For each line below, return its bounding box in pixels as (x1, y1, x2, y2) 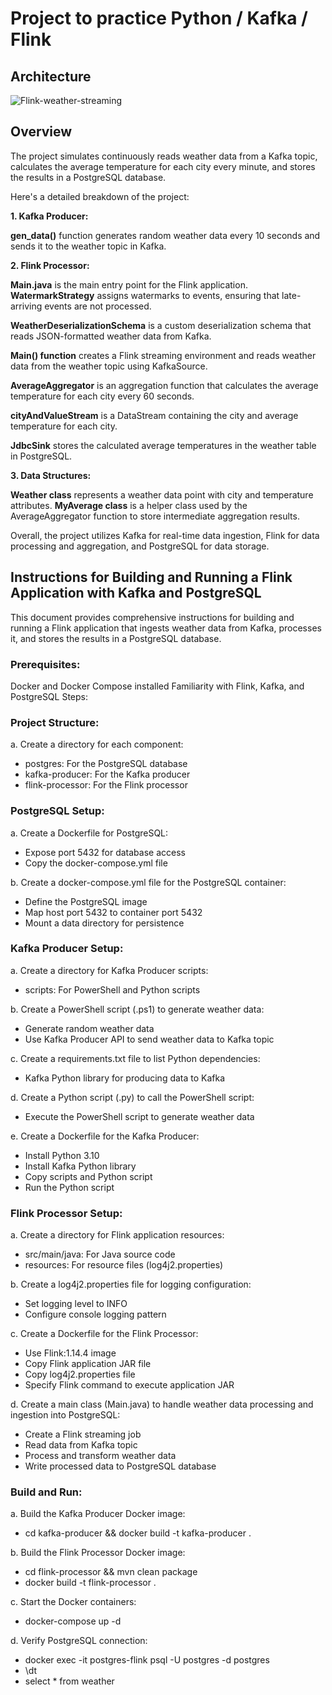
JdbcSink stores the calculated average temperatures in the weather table (10, 439, 317, 451)
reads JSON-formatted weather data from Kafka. (10, 330, 212, 342)
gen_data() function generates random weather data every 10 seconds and (10, 229, 321, 241)
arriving (10, 300, 43, 312)
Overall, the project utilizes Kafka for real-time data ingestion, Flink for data (10, 529, 320, 541)
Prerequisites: (10, 657, 81, 671)
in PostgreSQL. (10, 450, 73, 462)
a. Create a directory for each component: (10, 738, 184, 751)
